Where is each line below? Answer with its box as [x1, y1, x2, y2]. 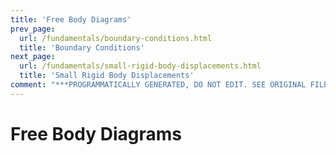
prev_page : [10, 24, 56, 34]
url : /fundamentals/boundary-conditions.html [19, 33, 213, 43]
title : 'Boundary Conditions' [19, 42, 145, 53]
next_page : [10, 52, 56, 62]
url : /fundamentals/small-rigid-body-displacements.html [19, 61, 262, 71]
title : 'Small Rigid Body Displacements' [19, 71, 195, 81]
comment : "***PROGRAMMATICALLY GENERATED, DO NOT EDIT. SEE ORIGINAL [10, 80, 307, 90]
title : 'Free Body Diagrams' [10, 14, 132, 25]
